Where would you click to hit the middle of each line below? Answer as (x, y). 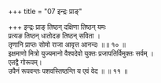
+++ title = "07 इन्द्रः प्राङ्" (45, 11)
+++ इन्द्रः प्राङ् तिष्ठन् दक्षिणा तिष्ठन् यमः (57, 27)
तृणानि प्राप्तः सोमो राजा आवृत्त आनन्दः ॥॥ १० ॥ (67, 45)
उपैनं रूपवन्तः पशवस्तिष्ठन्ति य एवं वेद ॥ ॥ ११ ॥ (68, 71)
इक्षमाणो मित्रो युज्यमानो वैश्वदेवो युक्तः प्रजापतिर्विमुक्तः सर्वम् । (81, 53)
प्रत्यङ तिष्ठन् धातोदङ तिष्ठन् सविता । (54, 36)
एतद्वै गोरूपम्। (25, 62)
